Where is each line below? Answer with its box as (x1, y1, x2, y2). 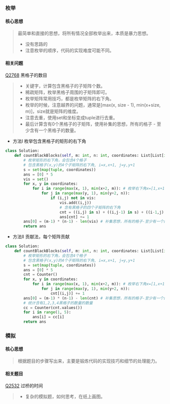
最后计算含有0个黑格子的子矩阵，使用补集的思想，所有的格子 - (25, 121, 156, 127)
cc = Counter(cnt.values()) (23, 305, 82, 310)
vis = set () (23, 177, 49, 182)
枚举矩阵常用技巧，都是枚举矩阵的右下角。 (25, 95, 114, 102)
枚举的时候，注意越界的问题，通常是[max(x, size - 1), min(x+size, (25, 102, 161, 108)
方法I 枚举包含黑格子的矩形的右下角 (12, 138, 87, 144)
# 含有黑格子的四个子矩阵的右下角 (59, 205, 121, 210)
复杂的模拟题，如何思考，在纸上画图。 (25, 393, 105, 399)
